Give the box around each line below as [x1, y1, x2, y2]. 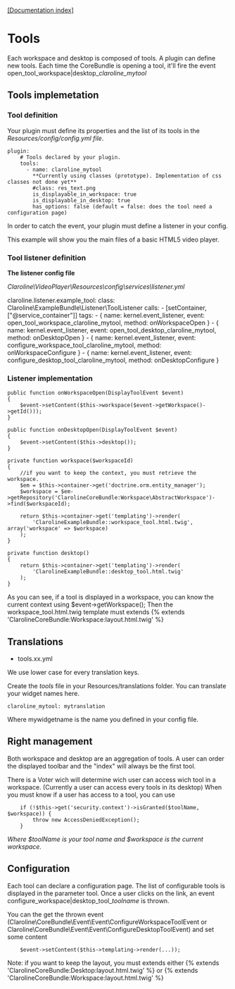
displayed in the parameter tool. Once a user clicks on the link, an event [7, 889, 215, 897]
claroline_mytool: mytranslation [7, 703, 106, 710]
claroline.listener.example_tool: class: [7, 296, 115, 304]
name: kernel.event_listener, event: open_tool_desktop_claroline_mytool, [7, 325, 217, 334]
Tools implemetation [7, 89, 99, 101]
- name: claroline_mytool [25, 166, 102, 173]
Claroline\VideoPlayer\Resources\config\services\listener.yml [7, 282, 185, 291]
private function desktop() [7, 549, 90, 557]
